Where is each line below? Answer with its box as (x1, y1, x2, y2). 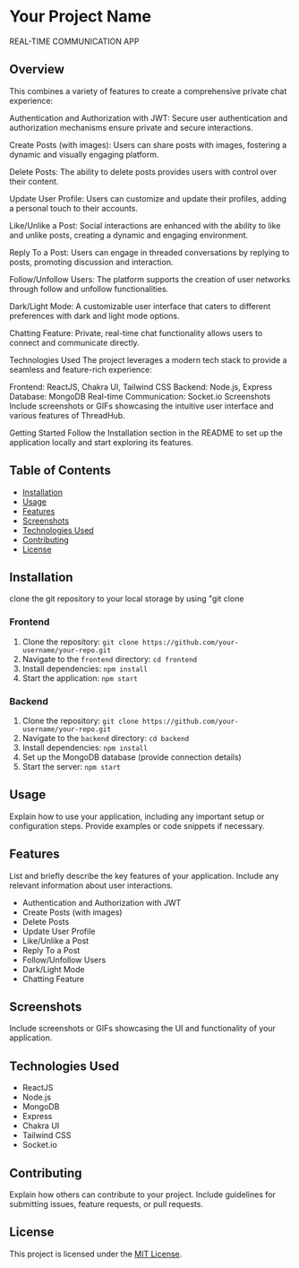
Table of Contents (9, 463, 112, 479)
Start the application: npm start (21, 672, 139, 683)
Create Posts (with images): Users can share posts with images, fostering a (9, 139, 287, 150)
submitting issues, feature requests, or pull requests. (9, 1199, 204, 1210)
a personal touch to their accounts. (9, 203, 139, 213)
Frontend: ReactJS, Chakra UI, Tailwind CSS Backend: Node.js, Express (9, 381, 273, 392)
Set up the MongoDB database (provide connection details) (21, 751, 242, 763)
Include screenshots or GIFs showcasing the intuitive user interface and (9, 401, 275, 411)
